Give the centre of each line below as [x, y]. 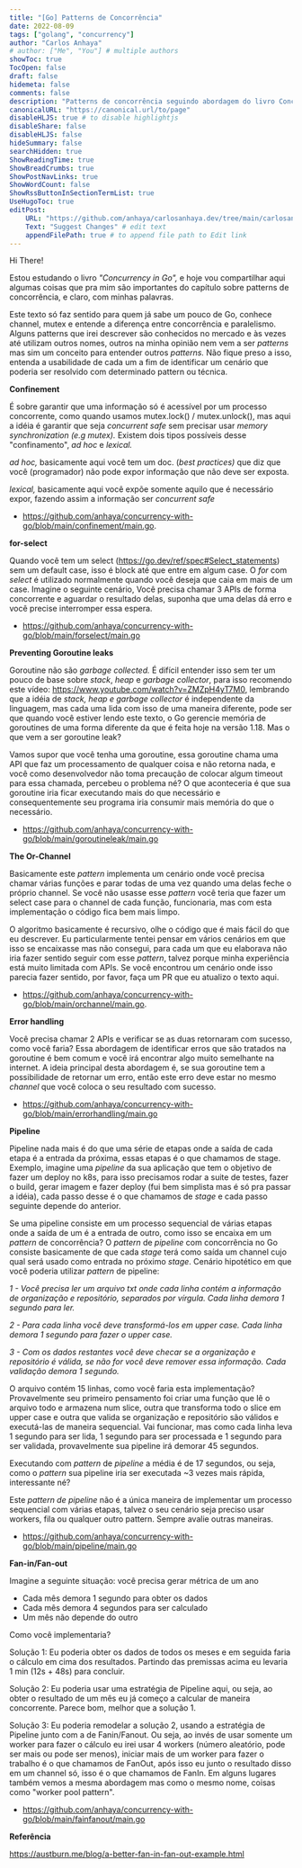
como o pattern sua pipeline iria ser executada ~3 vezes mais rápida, [137, 1473]
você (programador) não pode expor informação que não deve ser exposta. [149, 472]
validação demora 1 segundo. [64, 1372]
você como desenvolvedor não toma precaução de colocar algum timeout [146, 773]
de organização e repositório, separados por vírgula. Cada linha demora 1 [147, 1298]
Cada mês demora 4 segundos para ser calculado [115, 1608]
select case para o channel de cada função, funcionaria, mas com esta [141, 903]
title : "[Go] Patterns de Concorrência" [86, 18]
